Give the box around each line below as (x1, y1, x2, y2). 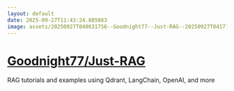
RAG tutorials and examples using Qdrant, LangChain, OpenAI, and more (7, 76, 215, 84)
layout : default (7, 10, 54, 17)
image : (7, 23, 26, 30)
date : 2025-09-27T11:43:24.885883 (7, 17, 108, 24)
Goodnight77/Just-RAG (7, 53, 146, 69)
